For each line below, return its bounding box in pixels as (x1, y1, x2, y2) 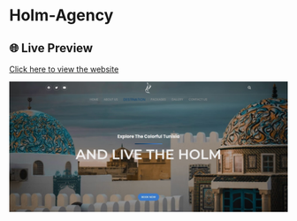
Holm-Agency (9, 5, 114, 26)
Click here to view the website (9, 64, 119, 74)
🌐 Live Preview (9, 41, 94, 56)
